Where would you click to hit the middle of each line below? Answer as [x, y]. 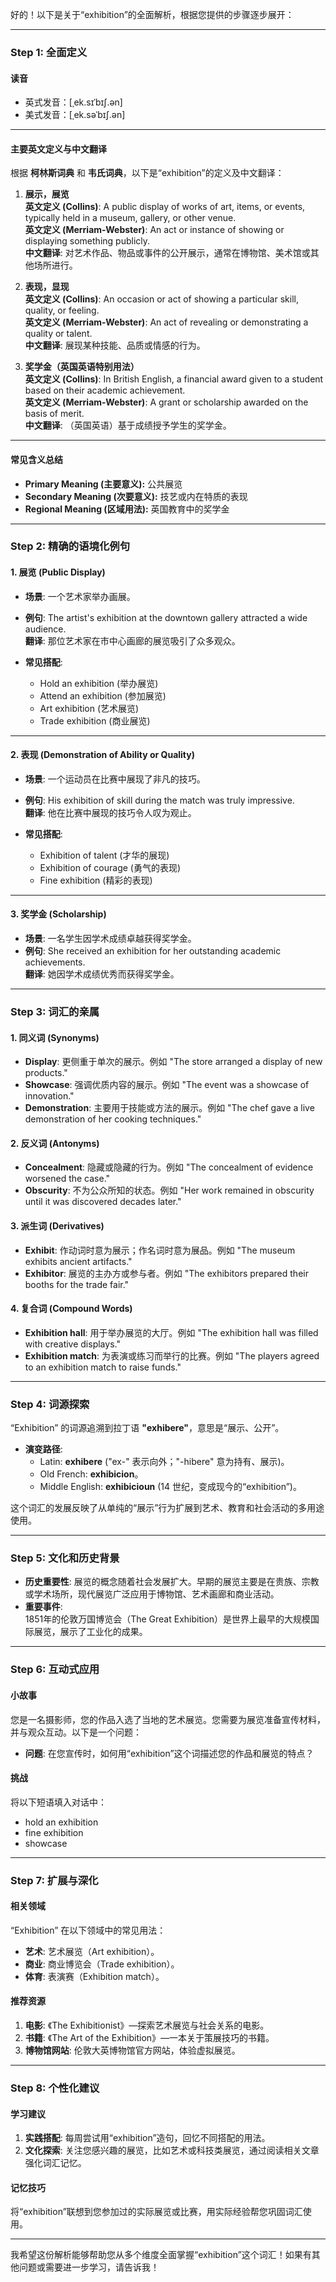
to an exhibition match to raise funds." [103, 1367]
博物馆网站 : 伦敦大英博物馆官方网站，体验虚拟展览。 [132, 2050]
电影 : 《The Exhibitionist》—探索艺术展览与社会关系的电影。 [147, 2025]
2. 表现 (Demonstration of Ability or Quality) [103, 755]
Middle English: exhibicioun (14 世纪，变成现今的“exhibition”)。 [170, 1487]
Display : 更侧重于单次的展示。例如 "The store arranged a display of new [173, 1062]
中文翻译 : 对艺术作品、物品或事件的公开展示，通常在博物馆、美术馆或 [167, 253]
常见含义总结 [36, 459]
